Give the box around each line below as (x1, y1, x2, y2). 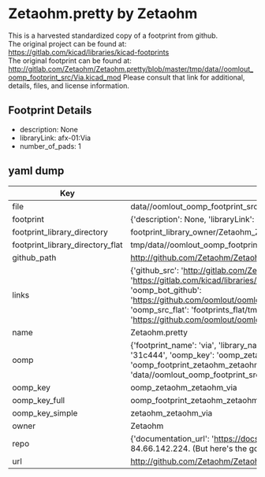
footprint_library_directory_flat (12, 239, 123, 250)
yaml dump (8, 165, 65, 178)
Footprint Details (8, 104, 92, 117)
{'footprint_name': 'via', (129, 339, 217, 350)
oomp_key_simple (12, 407, 78, 418)
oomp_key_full (12, 394, 65, 405)
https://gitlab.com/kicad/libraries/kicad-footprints (8, 47, 170, 57)
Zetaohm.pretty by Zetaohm (8, 5, 198, 23)
